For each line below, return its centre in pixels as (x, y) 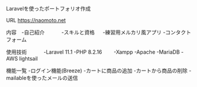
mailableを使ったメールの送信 (42, 78)
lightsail (29, 58)
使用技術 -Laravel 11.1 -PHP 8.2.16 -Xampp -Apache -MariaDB (93, 52)
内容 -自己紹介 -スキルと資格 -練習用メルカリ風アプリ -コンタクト (99, 32)
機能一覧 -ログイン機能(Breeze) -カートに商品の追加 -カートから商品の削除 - (99, 71)
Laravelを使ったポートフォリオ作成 (49, 8)
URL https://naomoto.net (36, 20)
